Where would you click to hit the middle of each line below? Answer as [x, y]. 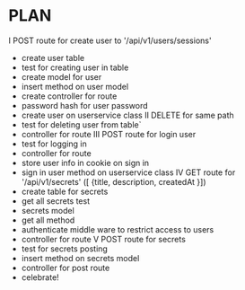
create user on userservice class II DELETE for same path [127, 115]
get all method [48, 220]
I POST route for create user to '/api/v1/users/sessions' [110, 40]
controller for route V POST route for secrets [103, 239]
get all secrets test [56, 201]
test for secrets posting [65, 249]
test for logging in [54, 144]
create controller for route [69, 96]
